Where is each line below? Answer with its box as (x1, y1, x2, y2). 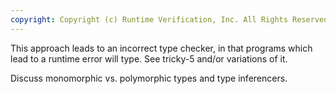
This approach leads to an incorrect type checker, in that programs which (10, 42, 313, 54)
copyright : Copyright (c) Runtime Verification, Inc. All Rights (10, 14, 288, 25)
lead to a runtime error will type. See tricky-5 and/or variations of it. (10, 52, 288, 65)
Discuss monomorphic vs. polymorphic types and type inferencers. (10, 72, 288, 84)
